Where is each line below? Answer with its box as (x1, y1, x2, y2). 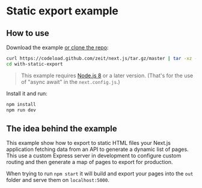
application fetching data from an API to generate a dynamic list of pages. (6, 145, 189, 153)
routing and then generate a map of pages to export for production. (6, 159, 173, 166)
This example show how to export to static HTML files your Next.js (6, 140, 171, 147)
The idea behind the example (6, 123, 117, 134)
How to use (6, 28, 49, 38)
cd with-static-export (6, 61, 63, 67)
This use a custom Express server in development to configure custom (6, 152, 182, 159)
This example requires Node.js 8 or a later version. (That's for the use (20, 72, 194, 79)
